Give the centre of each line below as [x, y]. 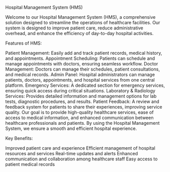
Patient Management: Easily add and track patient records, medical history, [84, 53]
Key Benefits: [19, 138]
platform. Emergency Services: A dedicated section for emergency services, [85, 85]
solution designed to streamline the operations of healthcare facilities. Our [83, 23]
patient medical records [30, 164]
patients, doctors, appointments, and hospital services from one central [80, 80]
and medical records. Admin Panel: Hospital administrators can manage [80, 75]
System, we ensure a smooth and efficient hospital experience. [71, 128]
